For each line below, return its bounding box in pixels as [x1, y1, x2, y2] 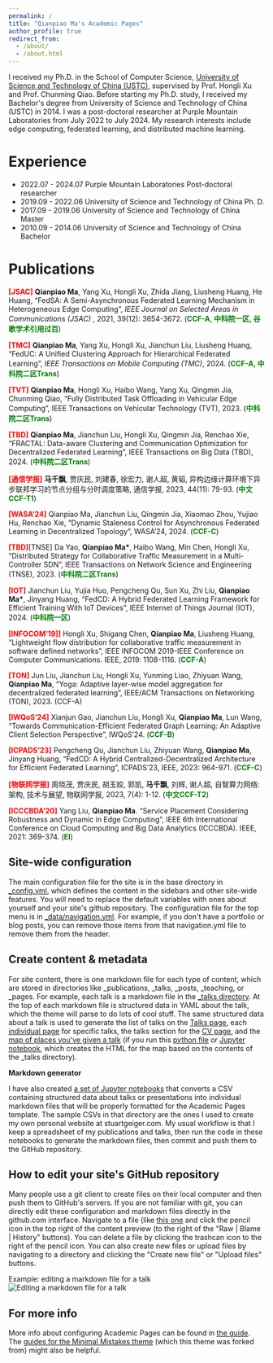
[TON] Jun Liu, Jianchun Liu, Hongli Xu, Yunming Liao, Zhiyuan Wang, [8, 670, 243, 680]
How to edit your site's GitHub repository [8, 1168, 220, 1181]
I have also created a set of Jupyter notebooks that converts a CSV [8, 1084, 233, 1093]
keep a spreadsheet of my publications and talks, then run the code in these [8, 1127, 263, 1137]
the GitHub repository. [8, 1144, 83, 1154]
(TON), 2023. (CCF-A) [8, 696, 83, 706]
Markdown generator [8, 1067, 82, 1077]
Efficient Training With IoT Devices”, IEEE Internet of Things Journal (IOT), [8, 603, 255, 612]
